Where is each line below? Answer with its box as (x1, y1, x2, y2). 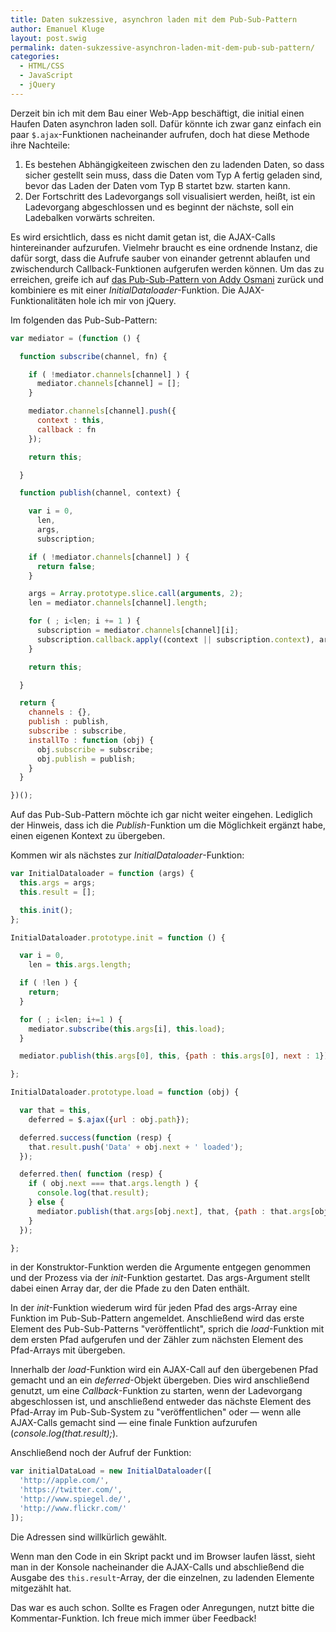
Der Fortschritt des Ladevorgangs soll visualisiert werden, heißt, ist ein (24, 190, 316, 202)
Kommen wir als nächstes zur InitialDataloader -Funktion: (10, 849, 245, 861)
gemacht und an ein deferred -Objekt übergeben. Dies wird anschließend (10, 1374, 310, 1386)
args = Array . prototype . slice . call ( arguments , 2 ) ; (28, 589, 244, 599)
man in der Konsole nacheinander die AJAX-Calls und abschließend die (10, 1561, 305, 1573)
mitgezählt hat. (10, 1582, 72, 1594)
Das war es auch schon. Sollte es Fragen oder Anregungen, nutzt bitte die (10, 1601, 315, 1613)
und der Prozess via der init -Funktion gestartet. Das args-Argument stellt (10, 1272, 311, 1284)
